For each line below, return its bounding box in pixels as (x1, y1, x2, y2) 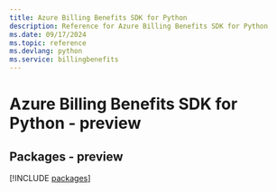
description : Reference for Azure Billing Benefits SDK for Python (9, 22, 269, 31)
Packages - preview (9, 149, 124, 164)
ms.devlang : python (9, 47, 83, 56)
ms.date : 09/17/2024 (9, 30, 88, 39)
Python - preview (9, 114, 142, 133)
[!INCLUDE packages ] (9, 173, 91, 183)
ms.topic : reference (9, 38, 88, 48)
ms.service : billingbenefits (9, 55, 119, 64)
